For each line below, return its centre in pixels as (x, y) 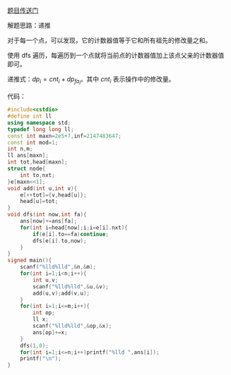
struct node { (26, 168)
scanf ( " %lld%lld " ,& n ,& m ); (58, 267)
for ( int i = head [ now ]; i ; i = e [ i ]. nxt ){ (74, 228)
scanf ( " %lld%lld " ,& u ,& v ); (71, 287)
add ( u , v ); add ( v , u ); (61, 293)
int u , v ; (46, 280)
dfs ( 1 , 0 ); (35, 345)
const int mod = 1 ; (33, 142)
